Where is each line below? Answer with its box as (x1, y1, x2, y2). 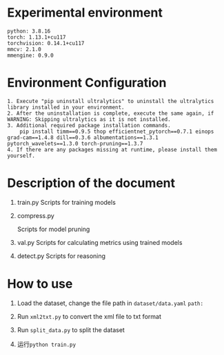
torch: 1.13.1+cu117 (7, 33, 67, 41)
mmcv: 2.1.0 (7, 46, 41, 53)
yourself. (7, 152, 36, 159)
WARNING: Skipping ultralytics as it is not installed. (7, 116, 171, 122)
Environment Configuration (7, 75, 167, 91)
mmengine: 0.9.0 (7, 52, 54, 59)
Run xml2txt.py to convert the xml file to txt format (17, 312, 162, 320)
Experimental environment (7, 5, 163, 21)
